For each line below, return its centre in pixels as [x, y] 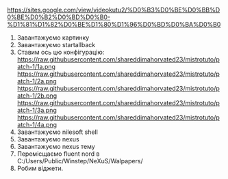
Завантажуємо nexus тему [56, 147]
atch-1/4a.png [37, 125]
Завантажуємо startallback [56, 45]
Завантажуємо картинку [53, 38]
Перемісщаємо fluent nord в [58, 154]
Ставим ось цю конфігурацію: [61, 52]
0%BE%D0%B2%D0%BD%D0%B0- [59, 17]
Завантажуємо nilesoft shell [57, 132]
